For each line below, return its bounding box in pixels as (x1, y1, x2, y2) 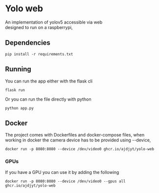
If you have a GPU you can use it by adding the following (5, 169, 119, 175)
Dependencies (5, 39, 50, 47)
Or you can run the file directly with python (5, 96, 91, 102)
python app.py (5, 106, 34, 110)
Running (5, 65, 32, 74)
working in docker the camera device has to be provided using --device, (5, 137, 151, 143)
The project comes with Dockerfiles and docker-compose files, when (5, 132, 145, 138)
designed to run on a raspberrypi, (5, 24, 73, 30)
